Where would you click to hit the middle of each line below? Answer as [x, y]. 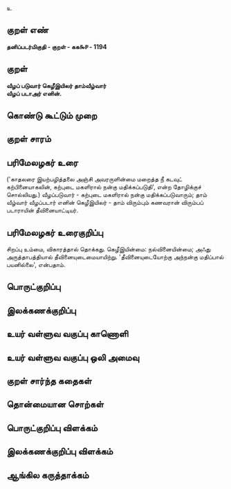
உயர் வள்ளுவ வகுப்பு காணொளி [67, 334]
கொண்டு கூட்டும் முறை [52, 116]
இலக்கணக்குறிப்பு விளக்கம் [60, 451]
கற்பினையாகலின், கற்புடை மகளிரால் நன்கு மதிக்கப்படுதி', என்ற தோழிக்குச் [104, 187]
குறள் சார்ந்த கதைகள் [49, 381]
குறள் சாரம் [29, 139]
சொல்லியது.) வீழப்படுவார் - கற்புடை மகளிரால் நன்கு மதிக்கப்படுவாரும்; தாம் [107, 195]
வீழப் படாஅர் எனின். [34, 93]
